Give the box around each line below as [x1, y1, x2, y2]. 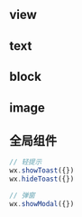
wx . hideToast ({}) [9, 174, 75, 184]
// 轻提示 [9, 158, 42, 167]
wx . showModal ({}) [9, 199, 75, 208]
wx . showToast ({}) [9, 166, 75, 175]
